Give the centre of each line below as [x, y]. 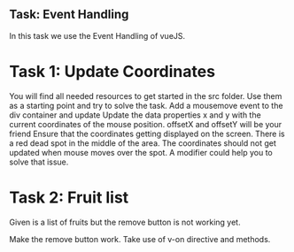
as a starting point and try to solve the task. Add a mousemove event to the [146, 105]
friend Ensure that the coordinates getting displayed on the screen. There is [147, 134]
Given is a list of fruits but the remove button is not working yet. [125, 222]
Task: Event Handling [69, 15]
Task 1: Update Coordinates [112, 72]
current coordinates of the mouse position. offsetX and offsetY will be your [146, 124]
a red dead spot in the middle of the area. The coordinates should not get [143, 143]
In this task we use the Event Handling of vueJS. [97, 35]
